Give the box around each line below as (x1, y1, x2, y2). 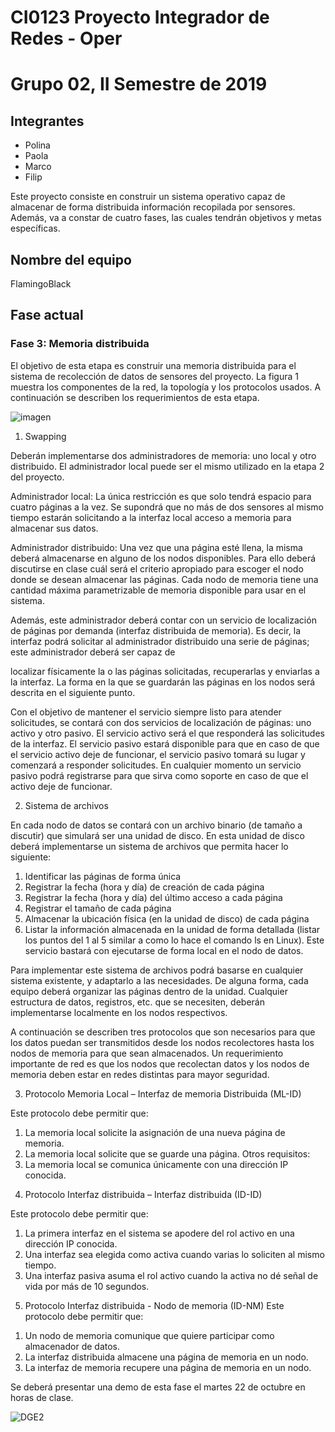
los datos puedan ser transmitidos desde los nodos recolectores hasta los (10, 1036, 315, 1048)
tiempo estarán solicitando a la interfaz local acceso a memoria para (10, 511, 292, 523)
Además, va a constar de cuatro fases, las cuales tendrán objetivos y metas (10, 212, 322, 224)
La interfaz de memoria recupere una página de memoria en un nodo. (24, 1361, 312, 1373)
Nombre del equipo (10, 251, 132, 268)
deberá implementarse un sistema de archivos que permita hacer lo (10, 840, 289, 852)
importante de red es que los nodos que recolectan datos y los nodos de (10, 1057, 310, 1070)
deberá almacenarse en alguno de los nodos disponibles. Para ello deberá (10, 552, 317, 564)
